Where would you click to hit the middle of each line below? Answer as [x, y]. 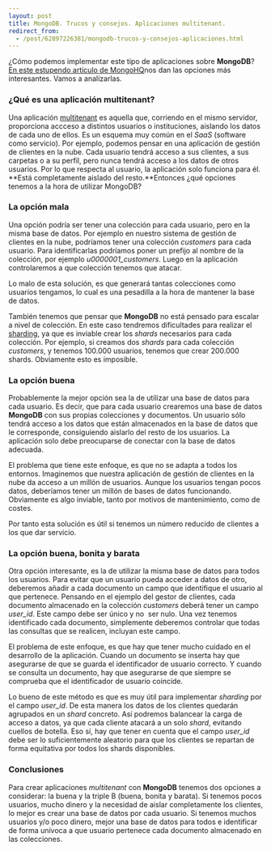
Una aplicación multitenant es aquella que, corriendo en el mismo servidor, [133, 117]
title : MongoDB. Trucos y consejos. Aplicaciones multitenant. [117, 23]
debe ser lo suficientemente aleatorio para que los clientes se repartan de [131, 740]
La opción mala [39, 207]
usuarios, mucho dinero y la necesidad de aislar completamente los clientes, [136, 804]
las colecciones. [36, 839]
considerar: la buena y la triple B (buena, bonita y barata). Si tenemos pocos [135, 796]
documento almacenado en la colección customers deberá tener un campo [133, 606]
